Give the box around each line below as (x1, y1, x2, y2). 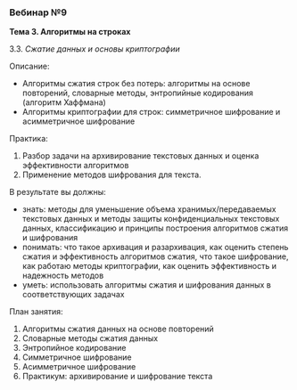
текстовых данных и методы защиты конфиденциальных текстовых (21, 214, 280, 224)
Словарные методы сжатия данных (21, 333, 159, 344)
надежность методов (21, 270, 104, 281)
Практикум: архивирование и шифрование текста (21, 371, 213, 382)
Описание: (9, 61, 50, 72)
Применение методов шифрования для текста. (21, 169, 202, 180)
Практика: (9, 134, 49, 144)
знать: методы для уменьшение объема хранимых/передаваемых (21, 204, 276, 215)
